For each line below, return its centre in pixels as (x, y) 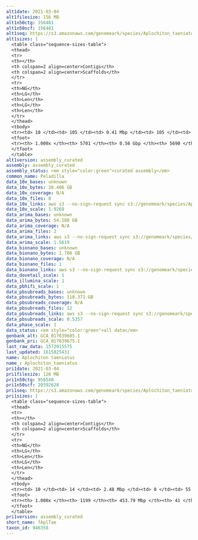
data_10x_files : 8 (29, 199)
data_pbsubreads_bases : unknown (46, 292)
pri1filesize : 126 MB (33, 374)
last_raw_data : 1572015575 (39, 347)
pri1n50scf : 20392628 (33, 385)
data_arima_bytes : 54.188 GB (42, 220)
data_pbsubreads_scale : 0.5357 (44, 319)
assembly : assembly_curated (41, 165)
